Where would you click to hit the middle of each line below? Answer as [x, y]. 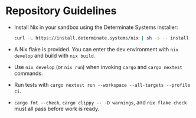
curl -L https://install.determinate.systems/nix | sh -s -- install [102, 38]
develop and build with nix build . [55, 55]
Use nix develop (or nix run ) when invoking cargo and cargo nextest [98, 67]
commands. [28, 73]
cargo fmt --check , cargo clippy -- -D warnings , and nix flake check [100, 102]
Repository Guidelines [61, 11]
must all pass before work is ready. [57, 109]
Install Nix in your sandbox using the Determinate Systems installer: [96, 27]
